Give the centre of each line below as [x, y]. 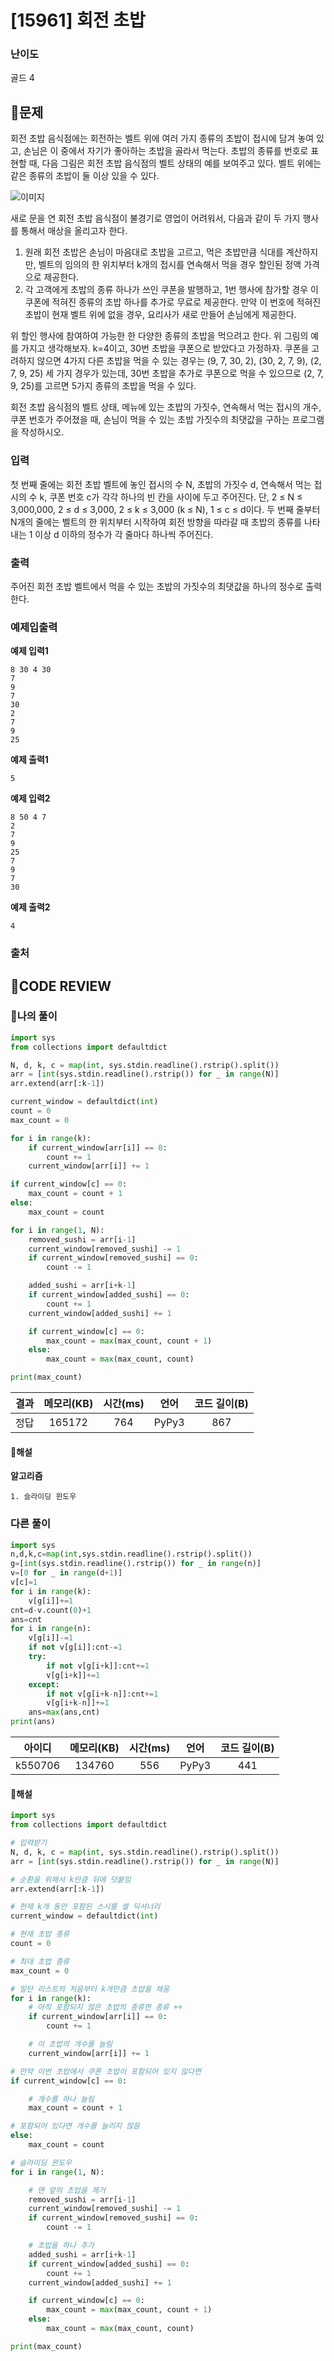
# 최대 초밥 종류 [40, 1961]
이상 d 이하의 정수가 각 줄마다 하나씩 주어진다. [124, 534]
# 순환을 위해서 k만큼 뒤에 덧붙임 [71, 1879]
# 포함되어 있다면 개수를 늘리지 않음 [75, 2126]
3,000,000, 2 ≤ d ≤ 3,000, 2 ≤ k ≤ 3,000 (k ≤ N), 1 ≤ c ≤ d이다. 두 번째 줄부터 [165, 509]
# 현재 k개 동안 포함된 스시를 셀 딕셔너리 [85, 1907]
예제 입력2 [30, 798]
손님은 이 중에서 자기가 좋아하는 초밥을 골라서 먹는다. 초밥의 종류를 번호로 [166, 151]
